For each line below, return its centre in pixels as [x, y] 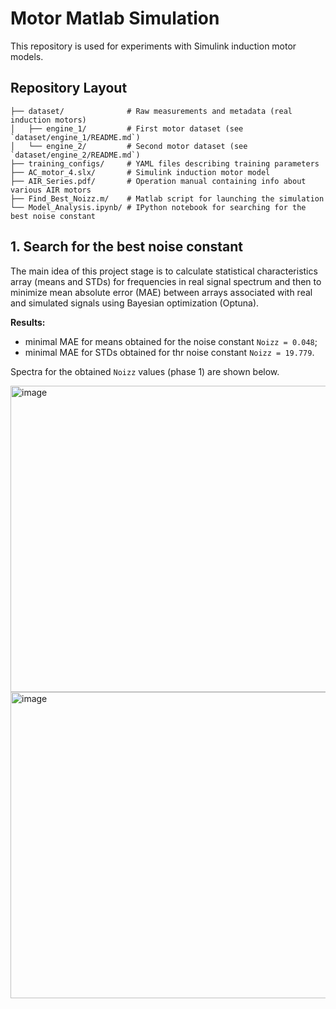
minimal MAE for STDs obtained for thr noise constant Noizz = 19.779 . [169, 352]
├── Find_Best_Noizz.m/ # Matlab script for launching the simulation [167, 198]
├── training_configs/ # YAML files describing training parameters [165, 163]
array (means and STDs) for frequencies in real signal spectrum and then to [166, 281]
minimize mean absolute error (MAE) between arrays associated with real [161, 292]
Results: [28, 322]
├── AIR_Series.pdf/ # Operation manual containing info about [158, 181]
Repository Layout [69, 88]
